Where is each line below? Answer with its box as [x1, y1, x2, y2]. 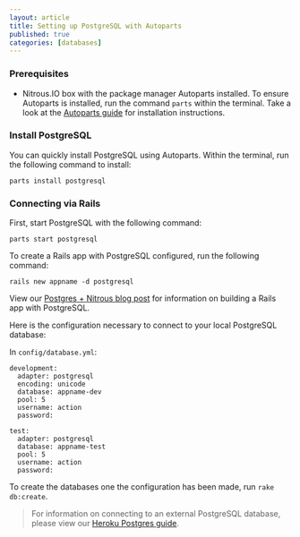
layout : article [9, 13, 70, 22]
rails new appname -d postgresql [9, 277, 134, 286]
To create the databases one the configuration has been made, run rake [9, 482, 275, 492]
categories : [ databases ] [9, 38, 102, 47]
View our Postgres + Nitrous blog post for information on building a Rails [9, 293, 277, 304]
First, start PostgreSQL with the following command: [9, 217, 202, 228]
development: [9, 364, 58, 373]
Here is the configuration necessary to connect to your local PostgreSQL [9, 320, 278, 331]
